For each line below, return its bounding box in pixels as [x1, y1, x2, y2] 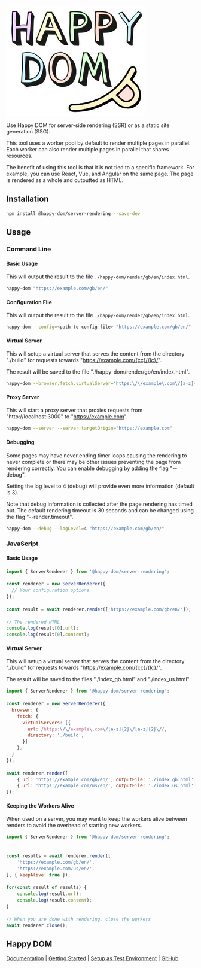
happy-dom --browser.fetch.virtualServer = [6, 381, 114, 387]
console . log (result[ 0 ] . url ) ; [6, 625, 79, 632]
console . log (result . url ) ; [17, 891, 82, 897]
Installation [6, 194, 49, 204]
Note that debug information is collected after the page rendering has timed [6, 500, 193, 508]
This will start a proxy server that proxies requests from [6, 406, 143, 414]
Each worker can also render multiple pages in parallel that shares [6, 146, 169, 153]
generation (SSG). [6, 128, 51, 135]
